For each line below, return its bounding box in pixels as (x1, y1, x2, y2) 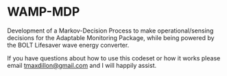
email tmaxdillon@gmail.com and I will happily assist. (7, 61, 156, 69)
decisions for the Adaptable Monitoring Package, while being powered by (7, 33, 215, 41)
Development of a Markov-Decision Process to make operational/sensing (7, 26, 214, 35)
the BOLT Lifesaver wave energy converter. (7, 41, 130, 49)
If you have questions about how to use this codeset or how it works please (7, 54, 221, 62)
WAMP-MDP (7, 4, 80, 20)
